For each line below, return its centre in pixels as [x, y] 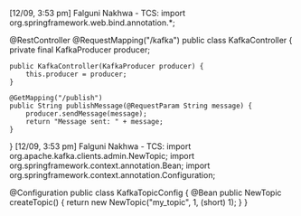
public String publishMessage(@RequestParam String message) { [131, 106]
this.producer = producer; [76, 74]
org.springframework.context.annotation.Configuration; [113, 175]
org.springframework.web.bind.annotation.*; [92, 23]
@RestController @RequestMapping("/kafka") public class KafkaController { [151, 40]
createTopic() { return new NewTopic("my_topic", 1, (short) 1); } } [129, 202]
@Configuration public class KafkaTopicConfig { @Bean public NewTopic [146, 193]
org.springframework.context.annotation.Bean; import [110, 165]
